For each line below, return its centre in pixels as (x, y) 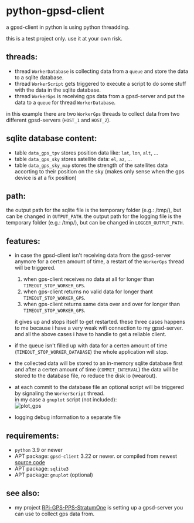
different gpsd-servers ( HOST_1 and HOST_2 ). (59, 120)
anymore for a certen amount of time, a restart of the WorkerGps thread (99, 261)
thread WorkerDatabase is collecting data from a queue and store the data (101, 71)
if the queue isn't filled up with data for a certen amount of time (91, 346)
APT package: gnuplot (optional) (54, 475)
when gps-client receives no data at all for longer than (89, 279)
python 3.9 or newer (38, 450)
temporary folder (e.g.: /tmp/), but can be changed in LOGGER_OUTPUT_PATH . (95, 223)
